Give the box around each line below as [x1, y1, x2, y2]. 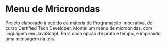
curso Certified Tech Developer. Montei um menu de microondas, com [5, 25, 152, 31]
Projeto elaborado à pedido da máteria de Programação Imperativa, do [5, 20, 153, 26]
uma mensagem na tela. [5, 36, 56, 42]
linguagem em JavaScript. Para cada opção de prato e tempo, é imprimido [5, 30, 161, 36]
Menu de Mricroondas [5, 3, 101, 15]
